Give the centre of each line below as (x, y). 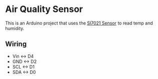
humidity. (15, 28)
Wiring (16, 44)
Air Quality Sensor (44, 9)
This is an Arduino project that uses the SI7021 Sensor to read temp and (79, 23)
